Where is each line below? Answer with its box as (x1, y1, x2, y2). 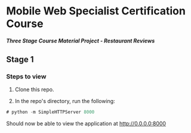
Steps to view (6, 72, 47, 81)
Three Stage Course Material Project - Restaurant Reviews (6, 37, 155, 44)
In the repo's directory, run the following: (14, 98, 115, 105)
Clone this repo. (14, 86, 54, 93)
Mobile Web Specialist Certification (6, 4, 186, 18)
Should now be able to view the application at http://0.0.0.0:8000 (6, 120, 166, 127)
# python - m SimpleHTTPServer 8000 (6, 109, 95, 115)
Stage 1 (6, 55, 34, 65)
